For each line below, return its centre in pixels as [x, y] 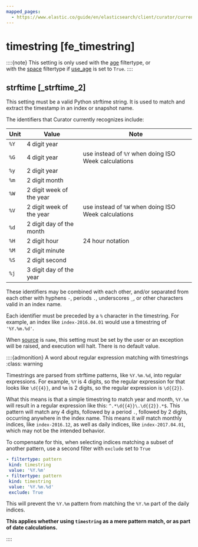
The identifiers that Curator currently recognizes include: [75, 119]
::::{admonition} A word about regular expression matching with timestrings [97, 358]
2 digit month [45, 180]
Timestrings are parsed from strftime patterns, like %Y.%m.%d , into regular [94, 376]
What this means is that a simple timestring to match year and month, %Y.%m [98, 399]
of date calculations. [32, 527]
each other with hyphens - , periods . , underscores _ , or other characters [95, 298]
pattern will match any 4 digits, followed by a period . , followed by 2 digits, [97, 412]
